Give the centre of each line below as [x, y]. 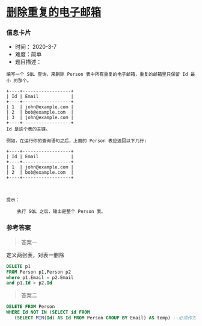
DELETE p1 [19, 266]
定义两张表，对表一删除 [35, 255]
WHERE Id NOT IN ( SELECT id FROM [48, 312]
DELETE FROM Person [31, 307]
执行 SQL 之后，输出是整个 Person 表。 [62, 212]
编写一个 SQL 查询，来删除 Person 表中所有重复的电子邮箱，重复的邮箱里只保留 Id [97, 75]
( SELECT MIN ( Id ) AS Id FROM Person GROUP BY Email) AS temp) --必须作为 [105, 318]
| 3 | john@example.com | [40, 118]
